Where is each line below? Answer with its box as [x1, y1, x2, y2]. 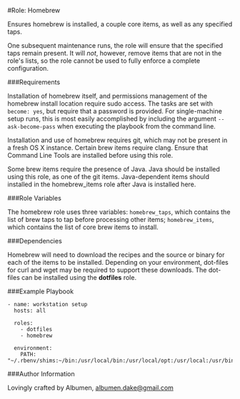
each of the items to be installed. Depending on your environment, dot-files [7, 258, 229, 266]
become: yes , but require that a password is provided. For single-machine [7, 107, 223, 115]
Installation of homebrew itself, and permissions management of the [7, 92, 208, 100]
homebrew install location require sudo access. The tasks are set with [7, 99, 213, 108]
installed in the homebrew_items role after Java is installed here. [7, 180, 196, 188]
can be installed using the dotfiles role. [21, 273, 137, 281]
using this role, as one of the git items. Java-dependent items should [7, 173, 209, 181]
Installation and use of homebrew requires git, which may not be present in [7, 136, 228, 144]
